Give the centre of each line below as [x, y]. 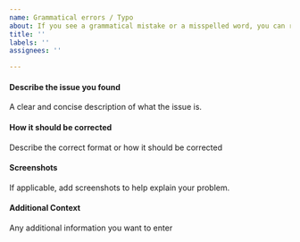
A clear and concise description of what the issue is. [106, 107]
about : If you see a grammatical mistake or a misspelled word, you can [147, 26]
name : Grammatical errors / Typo [71, 17]
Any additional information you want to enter [91, 228]
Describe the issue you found [65, 87]
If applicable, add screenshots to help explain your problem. [120, 188]
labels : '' [29, 42]
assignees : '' [36, 51]
